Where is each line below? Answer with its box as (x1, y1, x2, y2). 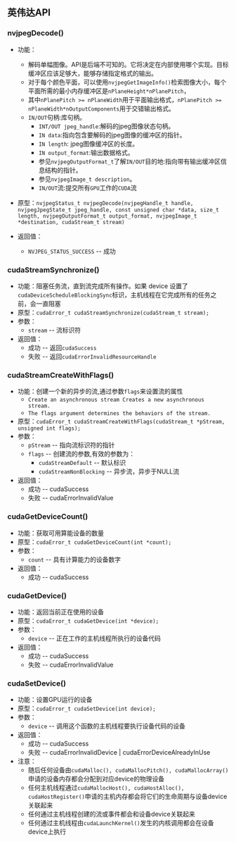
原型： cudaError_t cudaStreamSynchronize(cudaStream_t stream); (17, 308, 209, 316)
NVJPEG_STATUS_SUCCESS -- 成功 (27, 247, 116, 255)
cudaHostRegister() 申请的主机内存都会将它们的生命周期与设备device (27, 792, 228, 801)
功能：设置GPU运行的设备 (17, 695, 93, 704)
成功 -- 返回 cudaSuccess (27, 343, 97, 352)
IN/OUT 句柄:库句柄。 (27, 113, 86, 121)
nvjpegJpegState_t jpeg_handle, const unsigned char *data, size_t (17, 206, 219, 213)
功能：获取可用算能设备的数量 (17, 528, 104, 537)
